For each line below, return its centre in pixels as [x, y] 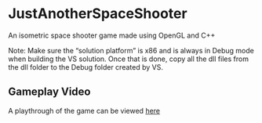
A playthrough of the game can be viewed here [84, 110]
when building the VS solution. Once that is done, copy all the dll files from [129, 59]
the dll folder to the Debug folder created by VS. [86, 67]
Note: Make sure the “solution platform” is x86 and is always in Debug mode [131, 50]
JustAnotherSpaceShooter [98, 14]
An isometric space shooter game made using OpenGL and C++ [112, 35]
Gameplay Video [49, 92]
